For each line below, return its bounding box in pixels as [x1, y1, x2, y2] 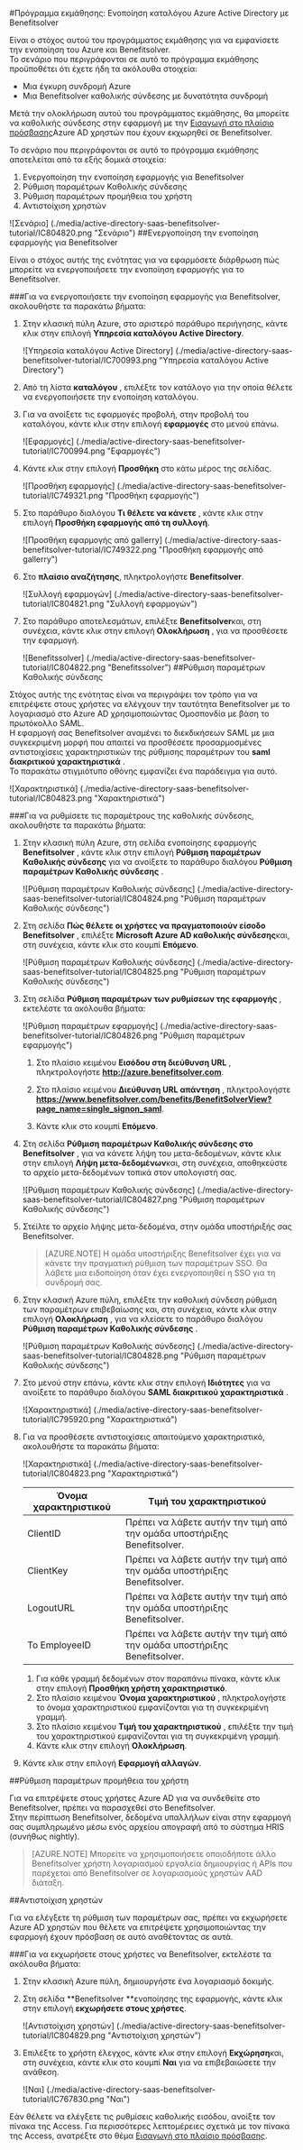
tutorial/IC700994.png [22, 446, 106, 456]
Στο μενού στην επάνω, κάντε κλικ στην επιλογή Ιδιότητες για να [22, 1377, 271, 1388]
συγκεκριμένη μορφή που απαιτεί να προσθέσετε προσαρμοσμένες [9, 737, 262, 748]
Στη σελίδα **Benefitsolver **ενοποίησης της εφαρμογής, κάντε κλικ [22, 1993, 283, 2004]
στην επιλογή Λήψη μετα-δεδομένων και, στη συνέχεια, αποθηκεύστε [22, 1158, 289, 1168]
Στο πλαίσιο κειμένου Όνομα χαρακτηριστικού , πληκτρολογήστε [35, 1693, 287, 1703]
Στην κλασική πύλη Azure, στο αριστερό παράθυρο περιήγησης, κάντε [22, 318, 289, 328]
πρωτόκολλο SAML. [9, 718, 85, 729]
